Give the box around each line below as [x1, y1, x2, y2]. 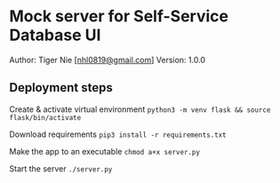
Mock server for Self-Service [9, 6, 229, 27]
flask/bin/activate [9, 113, 82, 122]
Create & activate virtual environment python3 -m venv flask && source [9, 104, 271, 115]
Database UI [9, 25, 101, 45]
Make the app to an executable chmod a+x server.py [9, 146, 200, 156]
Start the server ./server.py [9, 163, 113, 174]
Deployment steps [9, 80, 113, 95]
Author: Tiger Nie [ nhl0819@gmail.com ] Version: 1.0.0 [9, 54, 206, 65]
